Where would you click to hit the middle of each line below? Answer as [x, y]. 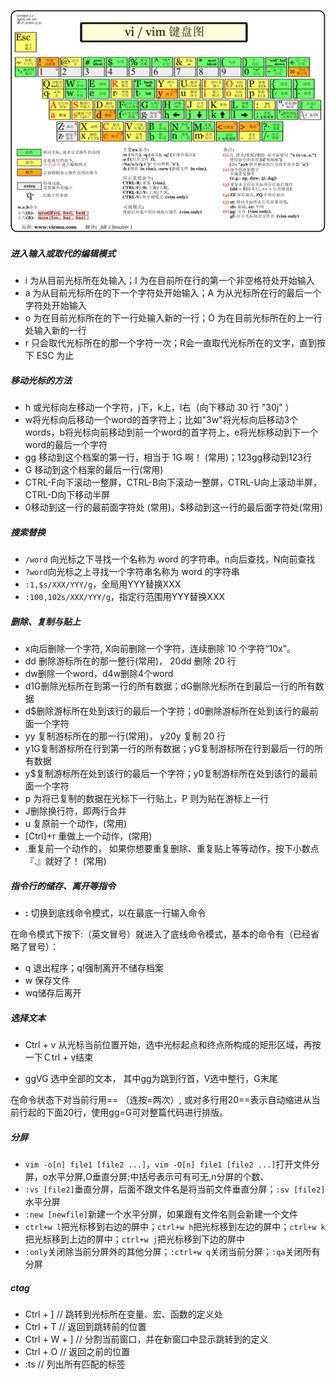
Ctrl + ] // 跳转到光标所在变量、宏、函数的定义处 [123, 1314]
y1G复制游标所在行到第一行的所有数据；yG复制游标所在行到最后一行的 [169, 749]
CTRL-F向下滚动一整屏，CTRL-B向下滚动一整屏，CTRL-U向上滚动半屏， [173, 482]
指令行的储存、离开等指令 [63, 886]
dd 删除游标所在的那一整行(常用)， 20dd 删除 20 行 [130, 661]
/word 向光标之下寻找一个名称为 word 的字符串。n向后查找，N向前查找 [170, 559]
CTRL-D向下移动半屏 [67, 495]
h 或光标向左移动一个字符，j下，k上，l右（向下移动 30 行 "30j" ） [159, 407]
